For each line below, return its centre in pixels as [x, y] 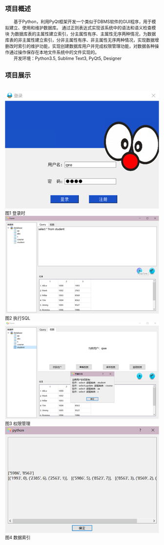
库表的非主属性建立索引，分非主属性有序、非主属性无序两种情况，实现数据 [80, 40]
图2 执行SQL [18, 318]
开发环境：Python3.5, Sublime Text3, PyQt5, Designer [68, 58]
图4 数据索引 [18, 538]
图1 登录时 [15, 213]
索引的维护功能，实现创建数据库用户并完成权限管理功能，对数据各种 [86, 46]
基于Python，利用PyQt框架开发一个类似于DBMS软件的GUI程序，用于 [83, 22]
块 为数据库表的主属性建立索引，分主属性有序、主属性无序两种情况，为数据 [81, 34]
